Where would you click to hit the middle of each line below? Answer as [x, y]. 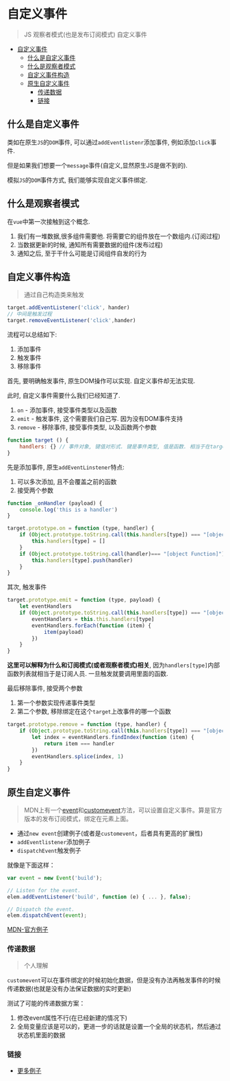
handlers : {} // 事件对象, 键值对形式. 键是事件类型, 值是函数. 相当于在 [115, 446]
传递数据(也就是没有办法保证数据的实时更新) [69, 988]
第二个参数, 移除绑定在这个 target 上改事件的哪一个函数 [94, 712]
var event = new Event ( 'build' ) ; [55, 878]
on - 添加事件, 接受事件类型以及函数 [67, 410]
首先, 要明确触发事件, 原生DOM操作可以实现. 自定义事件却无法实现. [101, 381]
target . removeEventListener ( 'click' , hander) [72, 321]
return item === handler [79, 743]
